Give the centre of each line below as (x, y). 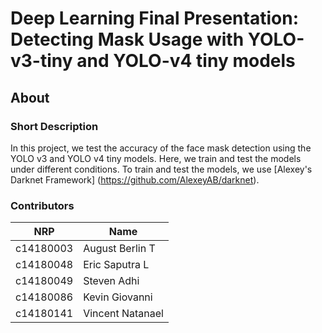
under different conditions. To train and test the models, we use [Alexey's (161, 169)
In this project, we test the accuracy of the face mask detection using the (161, 148)
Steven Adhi (111, 281)
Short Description (54, 126)
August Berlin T (119, 249)
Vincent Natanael (123, 314)
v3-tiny (41, 61)
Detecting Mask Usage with (127, 39)
